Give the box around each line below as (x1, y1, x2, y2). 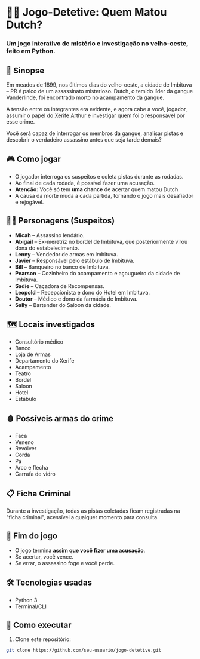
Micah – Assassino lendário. (14, 231, 85, 238)
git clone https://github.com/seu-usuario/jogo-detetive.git (6, 648, 162, 654)
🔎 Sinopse (6, 65, 45, 75)
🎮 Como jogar (6, 154, 61, 164)
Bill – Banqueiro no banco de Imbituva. (14, 263, 110, 271)
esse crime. (6, 118, 35, 125)
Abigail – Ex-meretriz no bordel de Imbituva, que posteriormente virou (14, 238, 188, 245)
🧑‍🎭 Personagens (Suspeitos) (6, 216, 115, 226)
